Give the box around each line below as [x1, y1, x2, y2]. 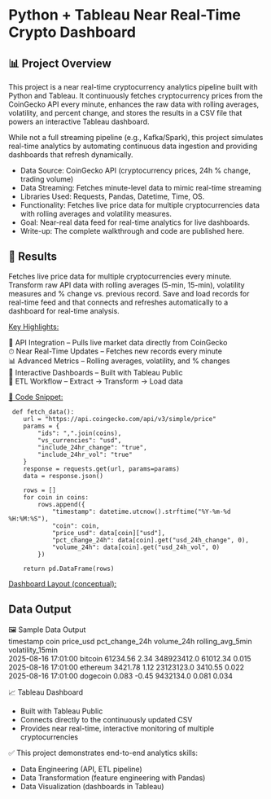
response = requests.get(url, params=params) [23, 464, 181, 473]
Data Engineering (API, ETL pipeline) [20, 764, 142, 774]
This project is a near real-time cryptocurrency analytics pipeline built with [8, 82, 258, 91]
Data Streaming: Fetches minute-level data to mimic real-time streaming [20, 183, 262, 192]
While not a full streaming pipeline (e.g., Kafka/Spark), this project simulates [8, 133, 264, 142]
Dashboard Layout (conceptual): [8, 578, 117, 588]
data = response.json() [23, 472, 104, 480]
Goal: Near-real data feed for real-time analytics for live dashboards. [20, 217, 251, 227]
